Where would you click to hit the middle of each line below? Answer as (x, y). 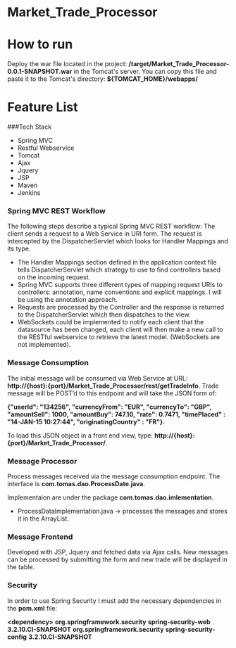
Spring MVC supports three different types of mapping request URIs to (120, 285)
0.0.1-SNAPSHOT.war (40, 72)
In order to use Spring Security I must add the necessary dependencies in (114, 601)
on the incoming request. (54, 277)
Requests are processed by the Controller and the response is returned (120, 307)
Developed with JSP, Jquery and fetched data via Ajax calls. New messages (118, 552)
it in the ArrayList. (43, 519)
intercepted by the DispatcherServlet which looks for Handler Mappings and (118, 241)
